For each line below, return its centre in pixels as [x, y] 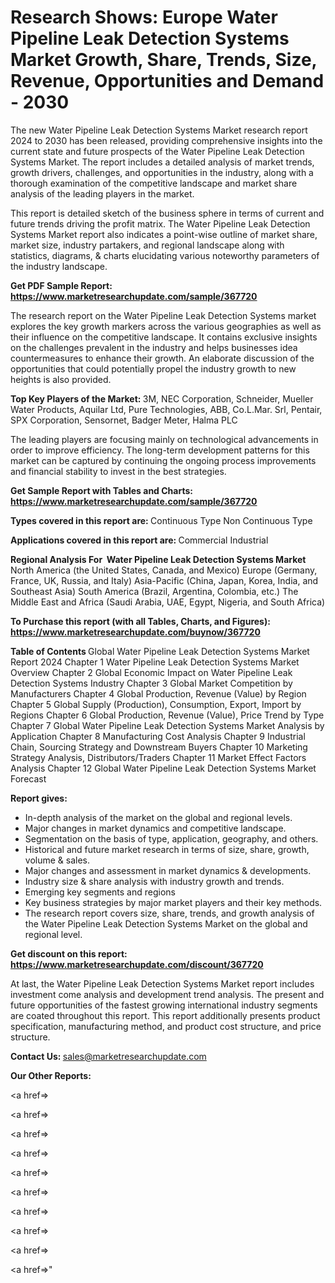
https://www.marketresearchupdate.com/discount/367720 [137, 964]
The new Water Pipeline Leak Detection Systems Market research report [159, 130]
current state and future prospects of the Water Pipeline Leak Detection [157, 151]
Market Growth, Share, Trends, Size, [164, 60]
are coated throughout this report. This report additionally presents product [165, 1015]
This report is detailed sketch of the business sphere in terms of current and [167, 213]
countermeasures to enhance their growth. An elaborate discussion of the [162, 358]
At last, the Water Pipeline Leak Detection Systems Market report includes [162, 983]
